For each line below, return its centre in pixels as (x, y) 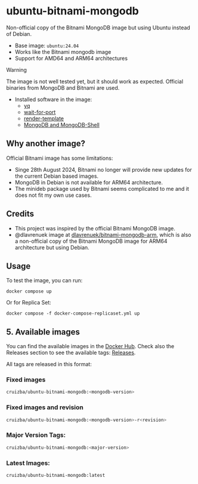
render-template (44, 118)
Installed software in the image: (53, 99)
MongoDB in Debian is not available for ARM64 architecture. (89, 182)
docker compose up (29, 291)
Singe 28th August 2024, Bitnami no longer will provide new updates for (103, 169)
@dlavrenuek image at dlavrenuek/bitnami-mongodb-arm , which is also (103, 235)
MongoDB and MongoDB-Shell (61, 124)
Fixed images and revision (45, 407)
